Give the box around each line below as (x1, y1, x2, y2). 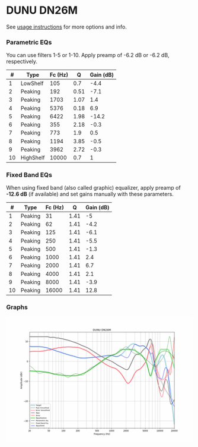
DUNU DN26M (6, 4, 78, 17)
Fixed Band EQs (6, 171, 52, 179)
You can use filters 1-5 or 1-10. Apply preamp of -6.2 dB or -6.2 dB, (6, 52, 170, 59)
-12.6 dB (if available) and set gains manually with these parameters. (6, 191, 174, 198)
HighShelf (20, 154, 45, 161)
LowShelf (20, 80, 44, 87)
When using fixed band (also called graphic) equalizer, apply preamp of (6, 184, 181, 191)
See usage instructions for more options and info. (6, 23, 127, 30)
